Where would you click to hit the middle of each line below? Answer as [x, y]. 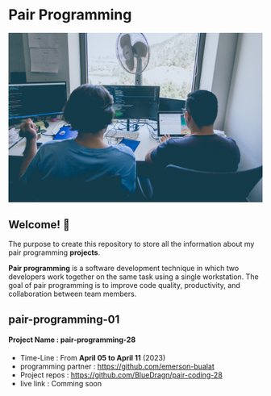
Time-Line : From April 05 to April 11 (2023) [93, 358]
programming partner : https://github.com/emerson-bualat [117, 367]
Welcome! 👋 [39, 225]
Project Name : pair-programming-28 [72, 340]
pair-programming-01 [64, 319]
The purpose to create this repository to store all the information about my [131, 244]
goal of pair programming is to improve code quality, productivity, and [124, 286]
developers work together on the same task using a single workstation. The [134, 277]
